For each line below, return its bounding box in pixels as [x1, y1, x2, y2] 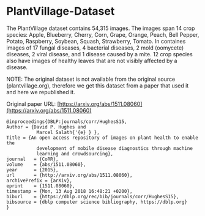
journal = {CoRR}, [6, 156, 59, 162]
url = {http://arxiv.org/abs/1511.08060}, [6, 172, 133, 178]
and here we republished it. [6, 88, 75, 95]
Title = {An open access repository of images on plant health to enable [6, 135, 199, 141]
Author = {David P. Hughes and [6, 124, 86, 130]
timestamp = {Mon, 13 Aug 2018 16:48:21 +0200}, [6, 188, 133, 194]
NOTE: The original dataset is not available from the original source [6, 75, 176, 83]
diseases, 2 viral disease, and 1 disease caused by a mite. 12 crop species [6, 50, 193, 58]
